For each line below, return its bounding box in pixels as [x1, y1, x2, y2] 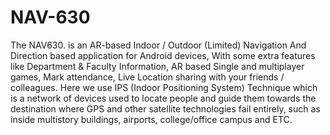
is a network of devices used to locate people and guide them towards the [10, 92, 317, 104]
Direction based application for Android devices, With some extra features [10, 49, 316, 61]
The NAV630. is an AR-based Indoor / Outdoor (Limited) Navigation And [10, 39, 307, 51]
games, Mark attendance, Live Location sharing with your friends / [10, 71, 285, 83]
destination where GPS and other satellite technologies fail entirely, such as [10, 102, 321, 115]
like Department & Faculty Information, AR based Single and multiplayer [10, 60, 305, 72]
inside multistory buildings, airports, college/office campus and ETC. [10, 113, 293, 125]
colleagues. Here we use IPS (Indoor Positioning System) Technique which [10, 81, 318, 93]
